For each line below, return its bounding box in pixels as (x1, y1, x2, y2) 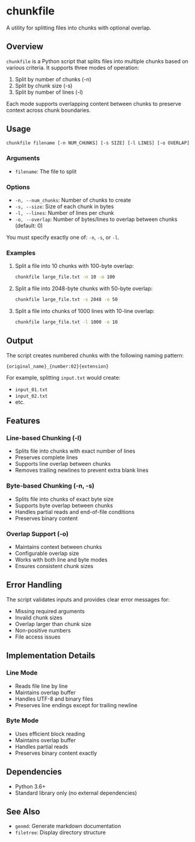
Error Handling (6, 580, 62, 590)
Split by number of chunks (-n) (14, 75, 91, 82)
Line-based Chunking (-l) (6, 434, 82, 442)
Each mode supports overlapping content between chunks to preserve (6, 100, 182, 107)
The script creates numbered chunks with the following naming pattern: (6, 351, 184, 359)
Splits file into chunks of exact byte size (14, 495, 114, 503)
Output (6, 336, 33, 346)
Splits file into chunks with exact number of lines (14, 447, 135, 455)
